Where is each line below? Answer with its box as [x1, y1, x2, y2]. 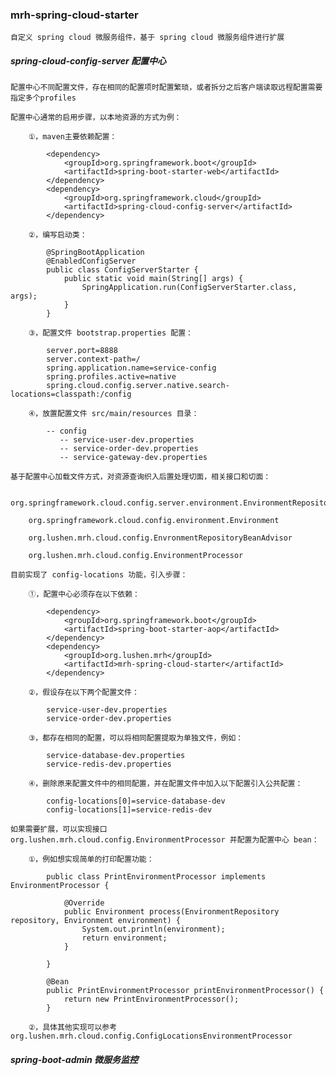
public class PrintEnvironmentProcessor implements [46, 872, 267, 882]
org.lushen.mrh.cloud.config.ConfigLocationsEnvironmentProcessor [10, 1031, 293, 1042]
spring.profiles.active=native [46, 372, 177, 382]
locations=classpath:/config [10, 389, 132, 400]
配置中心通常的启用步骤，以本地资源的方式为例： [10, 113, 182, 123]
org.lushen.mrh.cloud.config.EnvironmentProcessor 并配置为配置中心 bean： [10, 835, 320, 845]
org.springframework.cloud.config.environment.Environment [28, 516, 280, 526]
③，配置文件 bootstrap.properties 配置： [28, 328, 193, 338]
